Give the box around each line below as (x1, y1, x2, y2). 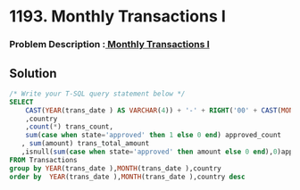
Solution (9, 65, 57, 81)
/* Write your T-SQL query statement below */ (9, 89, 186, 98)
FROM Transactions (9, 155, 78, 164)
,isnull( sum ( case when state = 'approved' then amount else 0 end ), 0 (21, 147, 278, 157)
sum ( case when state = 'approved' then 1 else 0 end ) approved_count (25, 131, 281, 140)
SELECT (9, 97, 34, 106)
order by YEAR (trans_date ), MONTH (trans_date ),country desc (9, 172, 246, 181)
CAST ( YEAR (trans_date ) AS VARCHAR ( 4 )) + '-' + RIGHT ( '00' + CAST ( (25, 105, 282, 115)
